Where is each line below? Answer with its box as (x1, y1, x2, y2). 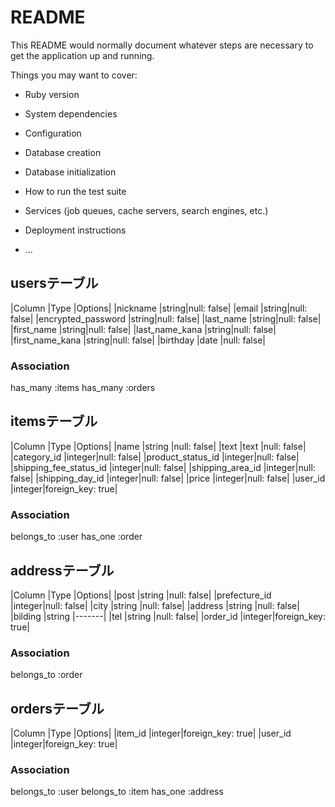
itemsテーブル (10, 413, 98, 430)
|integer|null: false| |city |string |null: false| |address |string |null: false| (10, 599, 300, 611)
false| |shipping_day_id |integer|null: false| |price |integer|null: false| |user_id (10, 472, 326, 484)
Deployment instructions (24, 224, 127, 236)
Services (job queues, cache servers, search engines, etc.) (24, 204, 269, 216)
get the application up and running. (10, 49, 155, 61)
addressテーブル (10, 562, 115, 579)
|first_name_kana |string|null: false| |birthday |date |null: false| (10, 334, 266, 346)
